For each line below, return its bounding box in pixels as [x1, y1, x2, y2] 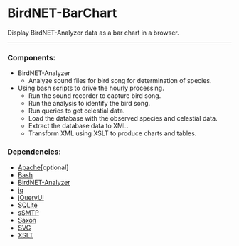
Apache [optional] [17, 163, 69, 172]
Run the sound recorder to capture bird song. [28, 91, 161, 100]
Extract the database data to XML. [28, 122, 129, 130]
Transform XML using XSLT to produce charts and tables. [28, 129, 197, 138]
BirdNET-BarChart [7, 5, 117, 21]
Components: [7, 52, 56, 62]
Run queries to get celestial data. [28, 106, 125, 115]
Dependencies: [7, 147, 62, 157]
